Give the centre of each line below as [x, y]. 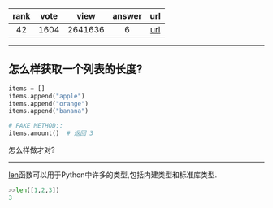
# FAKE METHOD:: [36, 126]
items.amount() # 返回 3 [51, 133]
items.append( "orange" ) [49, 104]
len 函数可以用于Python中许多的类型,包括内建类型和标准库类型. [113, 175]
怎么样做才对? [32, 150]
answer [127, 16]
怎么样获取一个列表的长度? [76, 69]
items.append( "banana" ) [49, 111]
